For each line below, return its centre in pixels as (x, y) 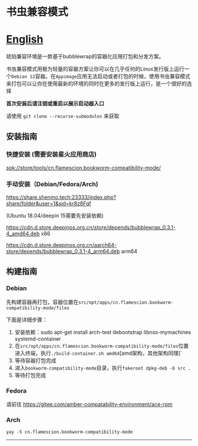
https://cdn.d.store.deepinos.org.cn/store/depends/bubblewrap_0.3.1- (91, 228)
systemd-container (38, 338)
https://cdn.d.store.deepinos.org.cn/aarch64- (61, 245)
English (25, 39)
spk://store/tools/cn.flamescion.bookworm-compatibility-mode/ (83, 168)
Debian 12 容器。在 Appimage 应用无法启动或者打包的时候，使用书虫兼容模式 (101, 76)
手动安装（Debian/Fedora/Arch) (52, 184)
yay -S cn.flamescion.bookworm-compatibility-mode (70, 432)
